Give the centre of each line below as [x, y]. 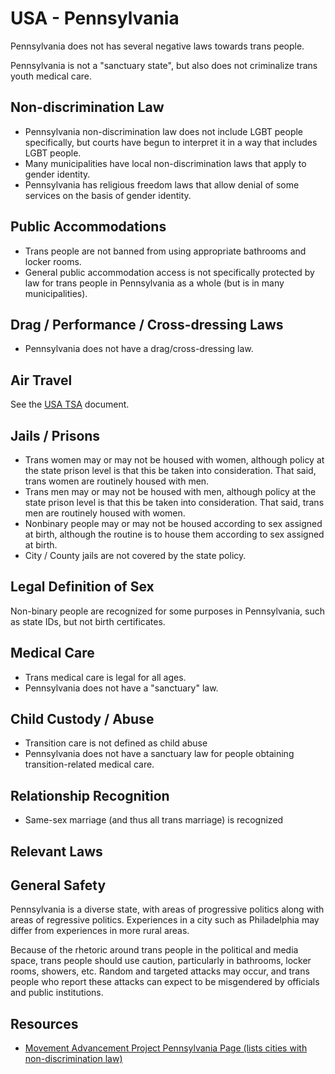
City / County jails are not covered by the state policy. [135, 555]
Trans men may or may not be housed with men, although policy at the [170, 491]
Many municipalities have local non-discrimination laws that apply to [165, 163]
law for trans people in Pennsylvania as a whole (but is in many [154, 283]
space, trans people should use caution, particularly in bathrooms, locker [161, 961]
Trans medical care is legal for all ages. [105, 677]
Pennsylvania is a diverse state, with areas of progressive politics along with [167, 909]
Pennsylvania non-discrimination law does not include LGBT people [164, 131]
